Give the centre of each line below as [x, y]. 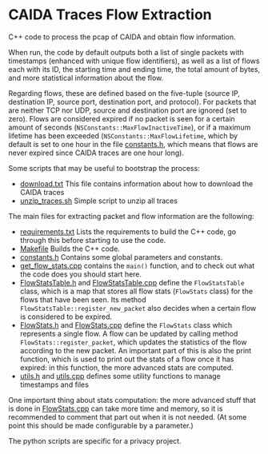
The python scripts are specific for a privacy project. [95, 440]
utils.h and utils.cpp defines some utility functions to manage [120, 376]
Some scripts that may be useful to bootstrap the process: [104, 168]
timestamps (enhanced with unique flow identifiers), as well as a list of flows [134, 61]
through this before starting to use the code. [93, 240]
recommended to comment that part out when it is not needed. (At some [128, 416]
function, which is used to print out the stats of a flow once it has [127, 359]
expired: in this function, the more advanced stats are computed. [126, 367]
